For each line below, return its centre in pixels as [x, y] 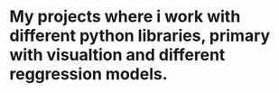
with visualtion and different [117, 55]
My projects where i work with [125, 17]
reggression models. [89, 74]
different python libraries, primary [140, 36]
